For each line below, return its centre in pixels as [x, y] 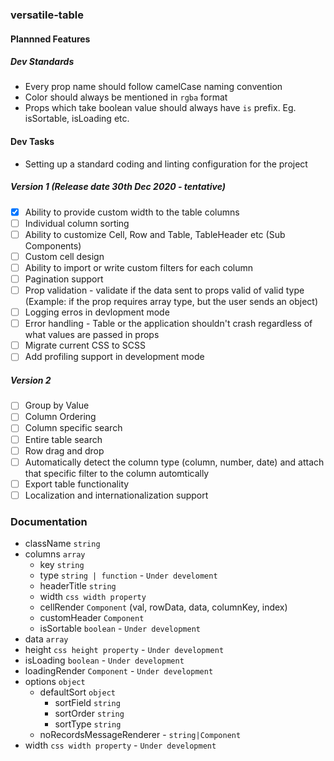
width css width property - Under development [120, 745]
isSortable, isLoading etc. [77, 119]
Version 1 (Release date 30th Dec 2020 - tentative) [118, 187]
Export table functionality [77, 484]
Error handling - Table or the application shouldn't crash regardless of [168, 324]
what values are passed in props [92, 335]
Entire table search [63, 439]
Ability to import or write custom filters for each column [139, 267]
